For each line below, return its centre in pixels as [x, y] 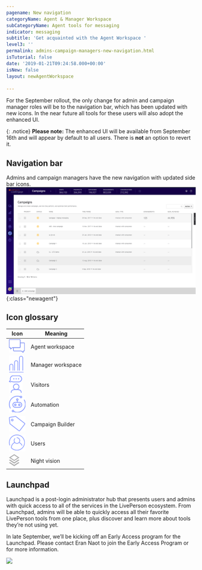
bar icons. [19, 184]
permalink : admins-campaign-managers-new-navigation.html [80, 51]
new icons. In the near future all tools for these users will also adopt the [95, 113]
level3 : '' [20, 45]
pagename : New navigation [38, 13]
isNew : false [23, 70]
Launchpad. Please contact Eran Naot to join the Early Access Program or [98, 543]
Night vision [45, 461]
